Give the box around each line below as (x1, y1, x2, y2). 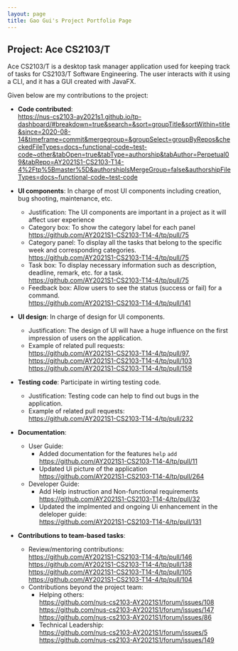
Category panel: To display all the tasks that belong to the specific (28, 238, 222, 247)
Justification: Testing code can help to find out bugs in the (28, 392, 199, 401)
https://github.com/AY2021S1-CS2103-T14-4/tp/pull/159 (28, 364, 193, 373)
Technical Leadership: (38, 620, 104, 630)
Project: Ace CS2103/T (7, 43, 111, 55)
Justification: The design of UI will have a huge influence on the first (28, 327, 229, 335)
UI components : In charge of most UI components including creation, (17, 186, 222, 196)
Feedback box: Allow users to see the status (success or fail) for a (28, 284, 222, 292)
